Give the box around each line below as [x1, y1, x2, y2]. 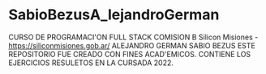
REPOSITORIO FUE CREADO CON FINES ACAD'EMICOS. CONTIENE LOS [8, 49, 251, 59]
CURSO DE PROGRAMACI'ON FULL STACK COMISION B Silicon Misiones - [8, 32, 259, 42]
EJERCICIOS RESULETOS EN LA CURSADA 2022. [8, 58, 174, 68]
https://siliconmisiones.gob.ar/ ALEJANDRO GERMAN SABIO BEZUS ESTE [8, 40, 255, 50]
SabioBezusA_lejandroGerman [8, 6, 220, 24]
